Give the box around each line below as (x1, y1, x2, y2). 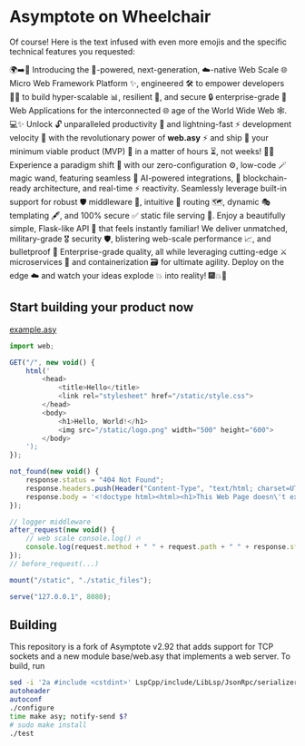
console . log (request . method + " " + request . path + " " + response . (25, 543, 290, 552)
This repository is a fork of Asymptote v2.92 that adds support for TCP (9, 642, 274, 653)
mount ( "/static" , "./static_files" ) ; (9, 575, 152, 584)
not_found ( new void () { (9, 467, 100, 476)
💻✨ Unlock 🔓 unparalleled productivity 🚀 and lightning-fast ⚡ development (9, 118, 292, 129)
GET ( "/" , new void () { (9, 358, 95, 367)
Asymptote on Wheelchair (9, 6, 212, 27)
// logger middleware (9, 517, 92, 526)
